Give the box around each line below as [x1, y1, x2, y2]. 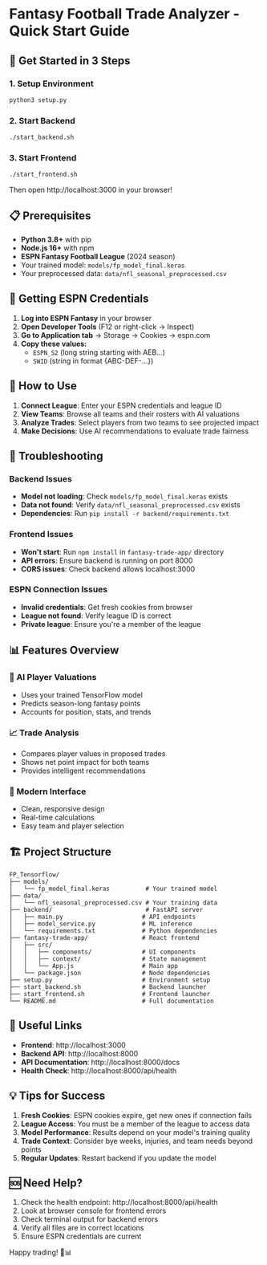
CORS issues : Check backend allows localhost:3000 [20, 563, 196, 574]
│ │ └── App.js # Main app [9, 962, 179, 970]
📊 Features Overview [9, 644, 119, 657]
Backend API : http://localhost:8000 [20, 1048, 139, 1058]
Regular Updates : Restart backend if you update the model [20, 1153, 216, 1162]
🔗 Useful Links [9, 1019, 83, 1032]
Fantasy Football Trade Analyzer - [9, 5, 240, 23]
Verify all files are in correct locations [20, 1223, 144, 1233]
